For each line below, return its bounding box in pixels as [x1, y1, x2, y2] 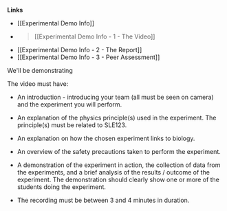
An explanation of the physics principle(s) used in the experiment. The [17, 113, 217, 122]
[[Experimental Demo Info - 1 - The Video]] [34, 32, 155, 41]
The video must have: [7, 80, 69, 88]
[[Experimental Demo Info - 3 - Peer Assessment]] [17, 53, 160, 61]
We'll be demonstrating [7, 67, 74, 74]
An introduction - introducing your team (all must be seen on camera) [17, 93, 215, 101]
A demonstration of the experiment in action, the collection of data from [17, 161, 221, 169]
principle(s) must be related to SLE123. [17, 121, 127, 129]
